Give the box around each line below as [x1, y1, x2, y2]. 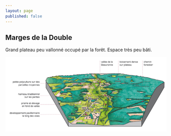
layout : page [5, 8, 33, 13]
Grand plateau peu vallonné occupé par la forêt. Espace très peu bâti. [5, 47, 152, 53]
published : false [5, 13, 42, 19]
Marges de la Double [5, 33, 73, 42]
